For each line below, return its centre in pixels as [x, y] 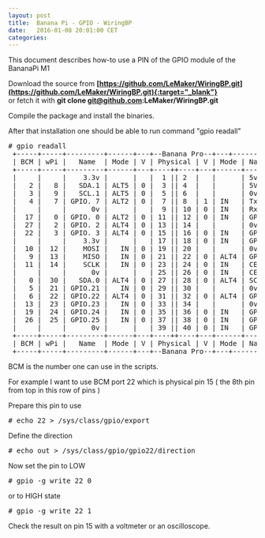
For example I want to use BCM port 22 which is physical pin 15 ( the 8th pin [131, 382]
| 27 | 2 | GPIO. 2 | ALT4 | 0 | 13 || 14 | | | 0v [135, 225]
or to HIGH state [34, 496]
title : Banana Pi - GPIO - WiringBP [70, 23]
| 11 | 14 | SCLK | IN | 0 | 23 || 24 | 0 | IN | [129, 265]
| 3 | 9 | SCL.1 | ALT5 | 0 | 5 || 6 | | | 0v [135, 194]
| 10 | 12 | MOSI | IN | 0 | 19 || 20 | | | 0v [135, 249]
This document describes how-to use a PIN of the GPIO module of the [122, 60]
